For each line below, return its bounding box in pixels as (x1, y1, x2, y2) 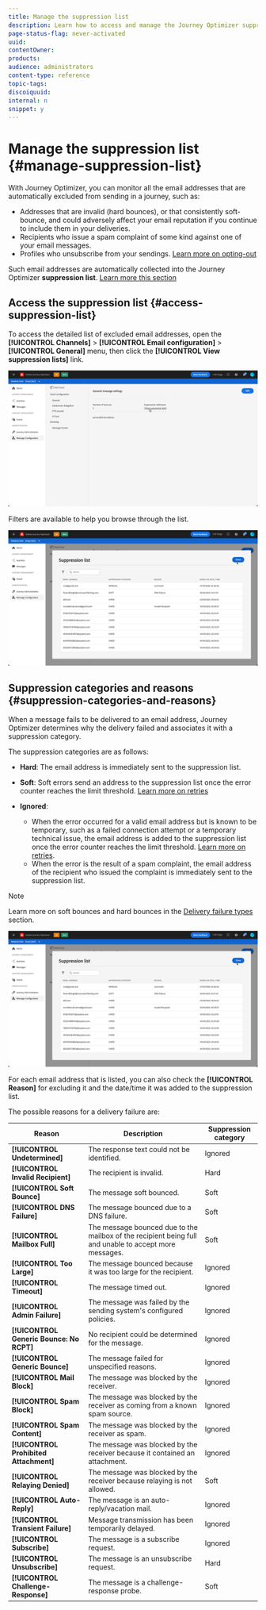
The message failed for (88, 1353, 164, 1362)
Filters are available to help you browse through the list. (8, 514, 189, 524)
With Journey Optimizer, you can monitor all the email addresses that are (8, 183, 246, 193)
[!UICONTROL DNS (11, 1203, 75, 1212)
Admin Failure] (11, 1310, 62, 1320)
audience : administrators (8, 63, 93, 71)
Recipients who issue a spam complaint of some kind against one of (19, 232, 242, 242)
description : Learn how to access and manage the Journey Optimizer (8, 21, 239, 29)
